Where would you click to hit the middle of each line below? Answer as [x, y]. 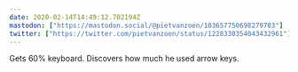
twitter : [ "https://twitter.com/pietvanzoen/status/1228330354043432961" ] [150, 33]
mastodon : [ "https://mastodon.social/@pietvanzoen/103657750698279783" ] [146, 25]
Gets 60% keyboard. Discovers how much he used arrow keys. [124, 59]
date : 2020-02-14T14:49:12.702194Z [75, 17]
